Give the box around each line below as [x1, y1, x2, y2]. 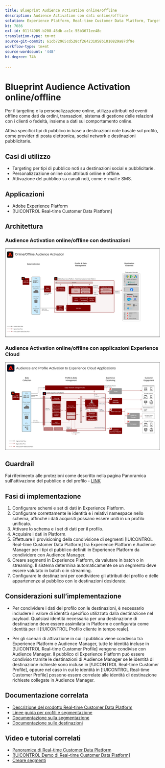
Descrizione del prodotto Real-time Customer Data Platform [12, 704, 133, 710]
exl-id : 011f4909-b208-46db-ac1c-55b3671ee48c [5, 28, 102, 34]
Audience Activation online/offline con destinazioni [5, 237, 130, 244]
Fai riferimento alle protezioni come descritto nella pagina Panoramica [5, 473, 146, 479]
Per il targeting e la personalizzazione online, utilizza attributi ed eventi [5, 108, 148, 114]
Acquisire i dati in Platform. [12, 531, 67, 537]
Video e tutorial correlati [5, 734, 81, 742]
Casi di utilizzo [5, 152, 51, 161]
